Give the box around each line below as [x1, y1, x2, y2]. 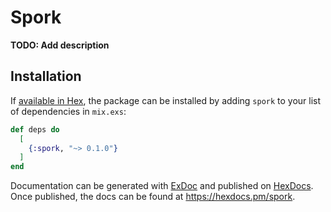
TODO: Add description [10, 39, 110, 51]
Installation [10, 68, 82, 85]
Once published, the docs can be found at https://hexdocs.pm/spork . [10, 191, 296, 203]
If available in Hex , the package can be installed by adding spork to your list [10, 94, 322, 106]
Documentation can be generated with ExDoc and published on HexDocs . [10, 180, 314, 192]
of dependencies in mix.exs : [10, 105, 127, 117]
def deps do [10, 124, 60, 135]
